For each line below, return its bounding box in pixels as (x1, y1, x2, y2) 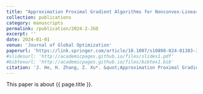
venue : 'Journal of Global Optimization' (6, 43, 112, 48)
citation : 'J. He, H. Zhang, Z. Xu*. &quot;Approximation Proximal (6, 64, 180, 71)
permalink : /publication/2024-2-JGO (6, 25, 98, 32)
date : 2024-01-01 (6, 37, 50, 43)
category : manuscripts (6, 20, 63, 26)
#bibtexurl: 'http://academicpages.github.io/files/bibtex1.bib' (6, 59, 174, 65)
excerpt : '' (6, 31, 36, 37)
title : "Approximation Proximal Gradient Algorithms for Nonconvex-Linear (6, 8, 199, 15)
